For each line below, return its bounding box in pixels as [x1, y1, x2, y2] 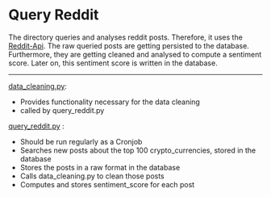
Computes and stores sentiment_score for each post [19, 179, 195, 189]
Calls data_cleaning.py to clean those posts [19, 171, 165, 181]
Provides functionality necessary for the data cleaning [19, 97, 200, 107]
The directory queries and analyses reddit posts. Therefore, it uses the [8, 32, 244, 42]
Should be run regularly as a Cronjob [19, 136, 143, 146]
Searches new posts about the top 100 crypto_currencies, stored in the [19, 145, 256, 155]
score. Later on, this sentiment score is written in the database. [8, 58, 218, 68]
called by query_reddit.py [19, 105, 105, 115]
